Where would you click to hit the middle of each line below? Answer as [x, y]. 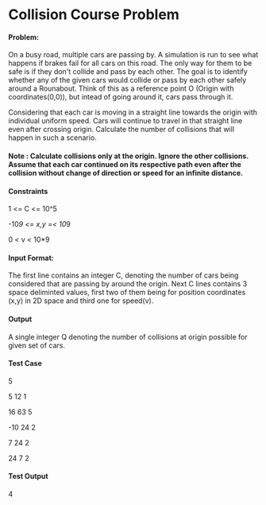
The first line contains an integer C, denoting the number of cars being [123, 275]
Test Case [25, 363]
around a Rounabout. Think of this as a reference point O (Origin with [121, 88]
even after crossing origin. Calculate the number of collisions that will [121, 130]
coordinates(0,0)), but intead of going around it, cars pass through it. [121, 97]
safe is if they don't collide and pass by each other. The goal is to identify [128, 72]
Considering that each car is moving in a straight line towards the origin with [133, 112]
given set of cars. [37, 345]
